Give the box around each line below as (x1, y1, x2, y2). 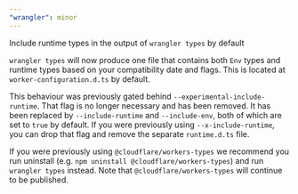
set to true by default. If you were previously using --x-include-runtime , (9, 119, 276, 130)
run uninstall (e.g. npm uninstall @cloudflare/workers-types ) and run (9, 155, 264, 166)
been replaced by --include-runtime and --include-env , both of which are (9, 109, 282, 120)
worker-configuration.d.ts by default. (9, 73, 151, 85)
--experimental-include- (173, 93, 265, 101)
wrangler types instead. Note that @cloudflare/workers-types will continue (9, 165, 283, 175)
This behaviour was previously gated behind (9, 91, 172, 101)
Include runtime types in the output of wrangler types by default (9, 37, 245, 48)
